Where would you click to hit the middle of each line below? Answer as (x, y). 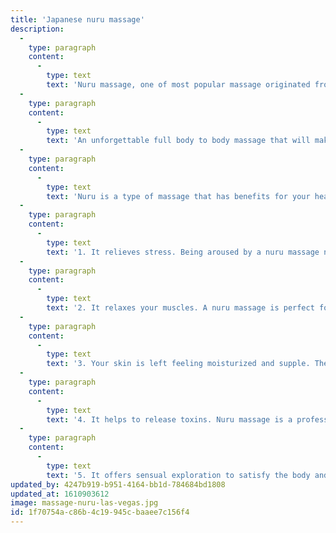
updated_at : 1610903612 (60, 494)
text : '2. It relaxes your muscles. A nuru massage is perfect (180, 308)
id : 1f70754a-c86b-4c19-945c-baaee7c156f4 (100, 512)
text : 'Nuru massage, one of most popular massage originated (178, 85)
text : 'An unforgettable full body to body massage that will (178, 141)
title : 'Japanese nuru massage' (77, 19)
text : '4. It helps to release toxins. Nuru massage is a (169, 419)
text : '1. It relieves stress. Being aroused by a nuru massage (183, 252)
